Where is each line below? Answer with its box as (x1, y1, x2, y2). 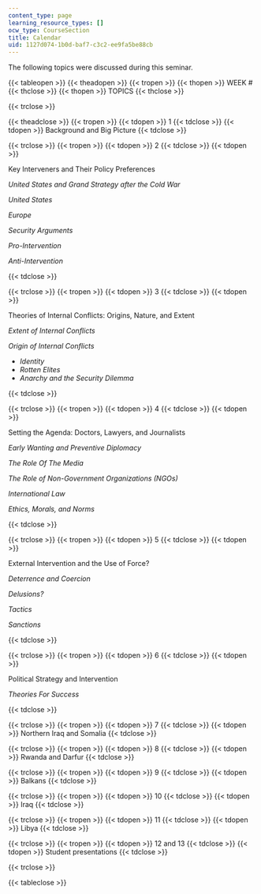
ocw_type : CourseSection (8, 26, 90, 34)
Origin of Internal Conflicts (8, 341, 95, 351)
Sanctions (8, 620, 41, 629)
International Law (8, 489, 65, 499)
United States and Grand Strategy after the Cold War (8, 179, 181, 190)
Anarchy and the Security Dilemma (19, 373, 134, 383)
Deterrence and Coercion (8, 574, 91, 583)
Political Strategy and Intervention (8, 674, 118, 684)
